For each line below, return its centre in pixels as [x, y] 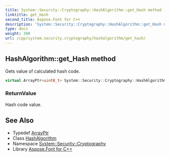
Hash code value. [24, 104]
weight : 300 [18, 34]
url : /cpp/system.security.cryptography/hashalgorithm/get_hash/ [75, 39]
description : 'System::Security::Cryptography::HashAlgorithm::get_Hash [83, 24]
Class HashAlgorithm [34, 138]
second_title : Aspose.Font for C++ [43, 19]
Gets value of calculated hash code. [43, 71]
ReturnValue [21, 93]
